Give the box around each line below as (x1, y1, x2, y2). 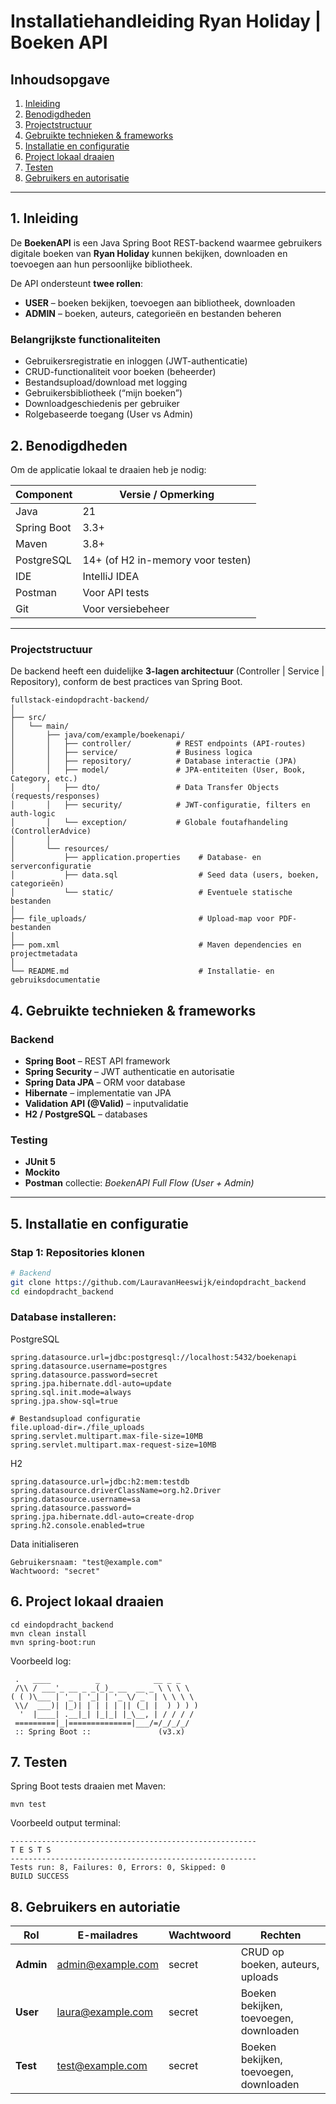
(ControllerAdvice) (10, 826, 92, 837)
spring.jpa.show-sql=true (10, 1396, 118, 1406)
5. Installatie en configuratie (10, 1215, 189, 1232)
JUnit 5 (24, 1156, 56, 1168)
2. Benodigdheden (10, 437, 128, 454)
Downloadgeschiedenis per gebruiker (24, 398, 180, 410)
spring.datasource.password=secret (10, 1370, 159, 1380)
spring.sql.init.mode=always (10, 1387, 132, 1397)
